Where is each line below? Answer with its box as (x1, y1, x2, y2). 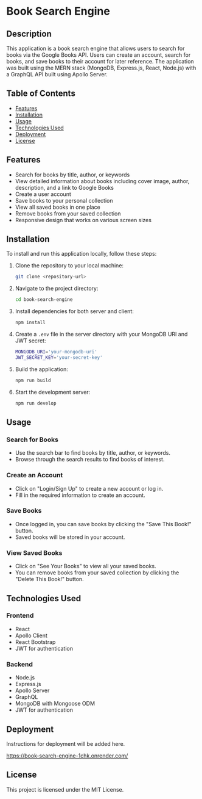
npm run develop (15, 400, 57, 407)
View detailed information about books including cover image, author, (15, 177, 190, 184)
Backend (6, 660, 33, 668)
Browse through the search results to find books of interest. (15, 456, 165, 463)
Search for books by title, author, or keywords (15, 171, 130, 178)
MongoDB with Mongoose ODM (15, 700, 96, 707)
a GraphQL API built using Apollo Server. (6, 71, 108, 78)
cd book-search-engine (15, 297, 73, 303)
